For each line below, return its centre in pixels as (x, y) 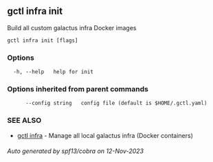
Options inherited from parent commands (78, 89)
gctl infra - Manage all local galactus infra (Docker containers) (105, 135)
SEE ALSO (24, 121)
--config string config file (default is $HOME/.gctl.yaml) (116, 103)
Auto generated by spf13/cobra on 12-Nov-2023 (76, 151)
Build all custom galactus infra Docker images (72, 27)
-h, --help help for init (54, 72)
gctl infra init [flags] (43, 40)
